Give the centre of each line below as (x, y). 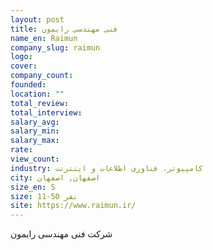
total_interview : (46, 112)
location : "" (37, 94)
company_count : (42, 76)
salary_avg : (35, 122)
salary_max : (35, 141)
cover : (24, 66)
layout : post (37, 19)
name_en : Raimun (44, 38)
